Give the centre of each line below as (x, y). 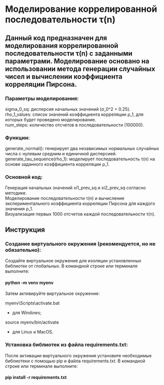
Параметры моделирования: (42, 98)
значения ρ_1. (19, 209)
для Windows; (27, 313)
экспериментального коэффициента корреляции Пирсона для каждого (80, 203)
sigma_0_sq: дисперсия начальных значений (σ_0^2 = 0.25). (68, 109)
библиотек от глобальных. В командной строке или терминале (71, 266)
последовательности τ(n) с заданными (69, 53)
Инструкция (25, 229)
